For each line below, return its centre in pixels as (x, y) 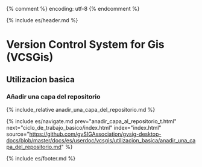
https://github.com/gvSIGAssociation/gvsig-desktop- (95, 134)
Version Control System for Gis (85, 45)
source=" (18, 134)
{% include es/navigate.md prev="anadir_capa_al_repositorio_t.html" (91, 121)
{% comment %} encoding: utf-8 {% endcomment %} (73, 9)
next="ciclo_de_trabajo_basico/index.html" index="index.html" (84, 127)
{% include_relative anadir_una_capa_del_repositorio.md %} (81, 109)
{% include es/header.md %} (42, 20)
